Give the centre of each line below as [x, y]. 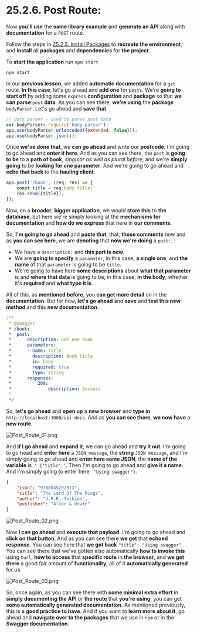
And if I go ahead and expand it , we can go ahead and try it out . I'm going [96, 446]
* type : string [36, 372]
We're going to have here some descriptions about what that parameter [103, 271]
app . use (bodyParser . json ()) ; [42, 136]
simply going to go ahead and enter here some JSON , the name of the [92, 459]
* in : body [31, 362]
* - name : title [35, 351]
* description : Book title [51, 357]
